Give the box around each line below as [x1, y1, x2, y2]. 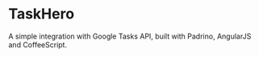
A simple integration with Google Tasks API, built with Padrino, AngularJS [8, 31, 252, 41]
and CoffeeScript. [8, 39, 67, 49]
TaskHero [8, 5, 75, 23]
